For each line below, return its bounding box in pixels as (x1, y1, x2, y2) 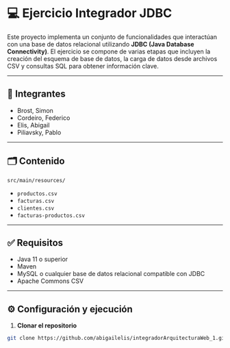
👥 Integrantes (7, 88, 66, 100)
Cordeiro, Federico (16, 114, 71, 122)
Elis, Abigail (16, 121, 50, 129)
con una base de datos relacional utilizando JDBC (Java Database (7, 40, 194, 48)
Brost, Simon (16, 106, 53, 114)
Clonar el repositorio (16, 321, 77, 330)
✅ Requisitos (7, 237, 64, 249)
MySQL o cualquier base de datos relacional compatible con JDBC (16, 270, 205, 278)
